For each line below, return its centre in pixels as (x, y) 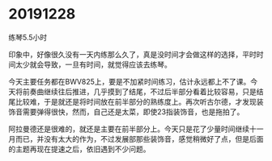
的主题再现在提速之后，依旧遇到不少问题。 (79, 149)
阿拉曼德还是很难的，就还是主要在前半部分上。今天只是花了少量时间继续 (129, 129)
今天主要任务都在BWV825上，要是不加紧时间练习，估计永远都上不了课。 (130, 81)
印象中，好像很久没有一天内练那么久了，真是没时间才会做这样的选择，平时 (132, 54)
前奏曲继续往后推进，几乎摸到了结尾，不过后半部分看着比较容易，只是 (139, 91)
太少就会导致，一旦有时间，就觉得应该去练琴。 (93, 64)
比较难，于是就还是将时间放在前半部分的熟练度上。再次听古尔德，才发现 (136, 101)
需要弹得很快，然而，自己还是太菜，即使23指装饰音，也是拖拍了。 (133, 111)
